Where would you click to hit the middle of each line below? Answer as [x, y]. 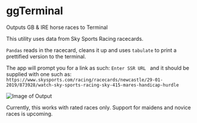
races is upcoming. [30, 114]
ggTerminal [35, 11]
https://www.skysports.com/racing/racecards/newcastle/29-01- [85, 80]
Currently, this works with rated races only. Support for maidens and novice [99, 107]
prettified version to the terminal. [46, 56]
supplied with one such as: [39, 74]
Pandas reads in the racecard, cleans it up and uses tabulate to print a [91, 50]
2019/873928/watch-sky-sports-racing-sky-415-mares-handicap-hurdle [93, 85]
